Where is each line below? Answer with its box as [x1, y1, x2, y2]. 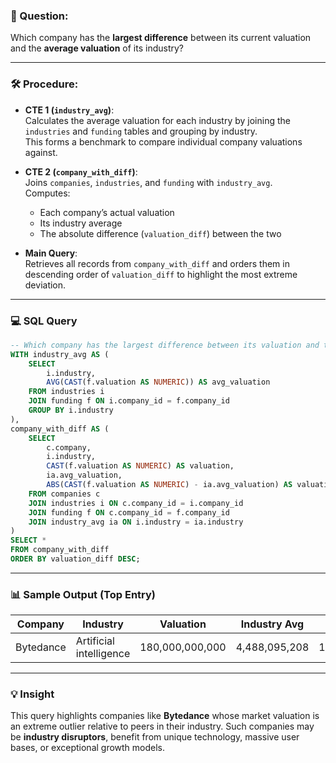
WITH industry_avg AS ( [10, 349, 110, 359]
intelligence [75, 647, 131, 661]
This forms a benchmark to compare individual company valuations [24, 135, 303, 148]
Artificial [75, 634, 115, 648]
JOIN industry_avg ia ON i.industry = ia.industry [28, 517, 244, 527]
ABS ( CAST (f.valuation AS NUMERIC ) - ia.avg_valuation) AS [46, 480, 293, 490]
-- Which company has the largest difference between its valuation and [10, 340, 320, 350]
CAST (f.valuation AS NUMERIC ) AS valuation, [46, 461, 235, 471]
